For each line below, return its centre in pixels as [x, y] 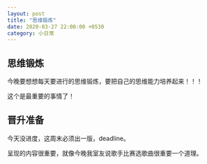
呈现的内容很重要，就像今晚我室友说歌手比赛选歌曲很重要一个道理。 [105, 153]
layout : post [26, 14]
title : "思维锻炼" [32, 20]
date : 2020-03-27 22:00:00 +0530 [56, 27]
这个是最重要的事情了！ [41, 96]
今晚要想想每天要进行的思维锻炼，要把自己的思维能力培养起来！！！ [105, 82]
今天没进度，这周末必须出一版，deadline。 [69, 138]
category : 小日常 [31, 33]
